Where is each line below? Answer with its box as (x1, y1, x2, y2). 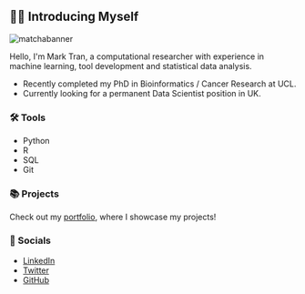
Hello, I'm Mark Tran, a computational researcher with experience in (9, 51, 265, 62)
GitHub (22, 274, 50, 285)
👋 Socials (9, 234, 52, 247)
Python (22, 136, 50, 147)
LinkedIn (22, 255, 56, 266)
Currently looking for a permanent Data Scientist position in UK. (22, 87, 261, 98)
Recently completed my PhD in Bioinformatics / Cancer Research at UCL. (22, 78, 297, 89)
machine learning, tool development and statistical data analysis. (9, 60, 252, 71)
